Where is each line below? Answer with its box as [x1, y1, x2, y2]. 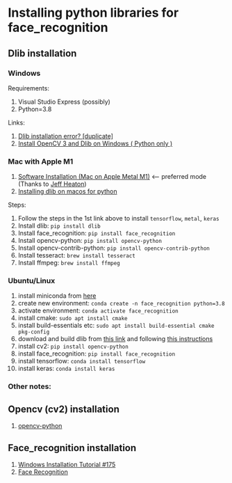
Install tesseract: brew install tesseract [17, 251, 136, 260]
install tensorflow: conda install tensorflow [17, 357, 146, 365]
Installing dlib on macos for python [17, 187, 117, 196]
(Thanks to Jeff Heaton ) [17, 180, 87, 189]
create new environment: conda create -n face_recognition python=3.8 [17, 299, 225, 308]
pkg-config [17, 328, 50, 335]
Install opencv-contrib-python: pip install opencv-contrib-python [17, 244, 210, 252]
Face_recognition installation [8, 442, 137, 454]
